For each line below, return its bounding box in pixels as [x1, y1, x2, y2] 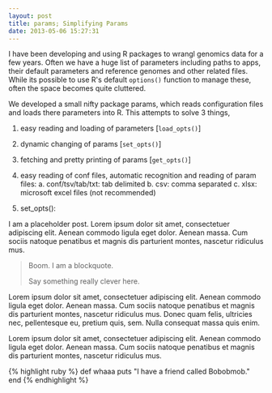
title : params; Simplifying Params [8, 19, 129, 28]
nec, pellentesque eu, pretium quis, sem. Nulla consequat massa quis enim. [8, 318, 261, 328]
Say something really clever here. [28, 276, 140, 286]
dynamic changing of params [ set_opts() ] [19, 139, 162, 149]
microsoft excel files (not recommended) [19, 188, 156, 198]
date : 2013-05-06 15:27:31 [8, 27, 100, 35]
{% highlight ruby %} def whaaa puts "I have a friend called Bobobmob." [8, 366, 251, 377]
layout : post [8, 11, 53, 20]
